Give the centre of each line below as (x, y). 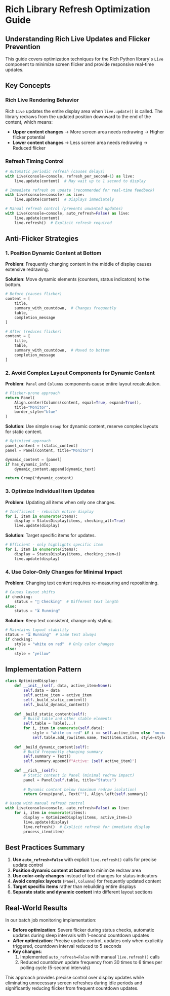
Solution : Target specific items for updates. (51, 536)
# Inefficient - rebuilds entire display (50, 511)
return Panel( (20, 398)
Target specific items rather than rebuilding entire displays (74, 886)
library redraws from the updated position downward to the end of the (78, 116)
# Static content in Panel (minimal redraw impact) (79, 775)
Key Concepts (28, 85)
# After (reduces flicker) (34, 331)
